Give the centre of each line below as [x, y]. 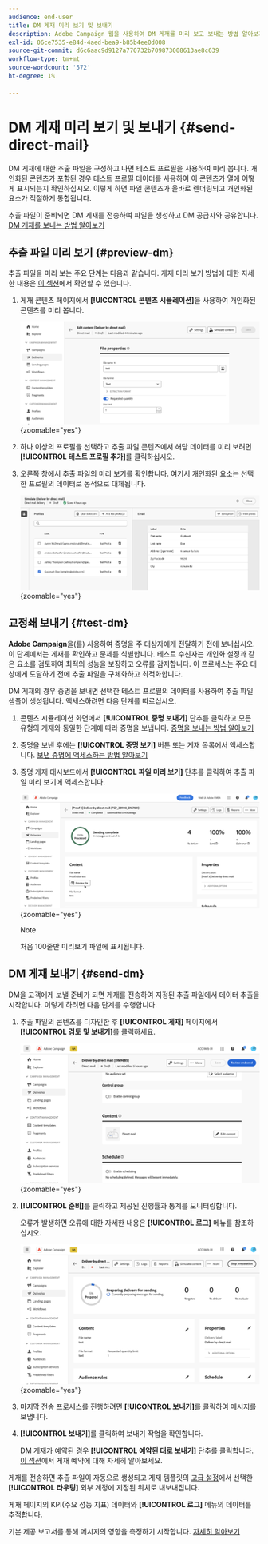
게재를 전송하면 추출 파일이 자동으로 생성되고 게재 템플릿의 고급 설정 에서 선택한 [131, 1477]
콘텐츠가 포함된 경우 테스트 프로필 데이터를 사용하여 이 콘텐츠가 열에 [135, 178]
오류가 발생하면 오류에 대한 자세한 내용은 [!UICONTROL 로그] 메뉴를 [126, 1223]
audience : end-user [41, 17]
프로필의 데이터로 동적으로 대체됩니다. [87, 483]
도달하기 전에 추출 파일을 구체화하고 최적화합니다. [106, 674]
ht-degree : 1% [32, 76]
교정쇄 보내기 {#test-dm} [69, 623]
